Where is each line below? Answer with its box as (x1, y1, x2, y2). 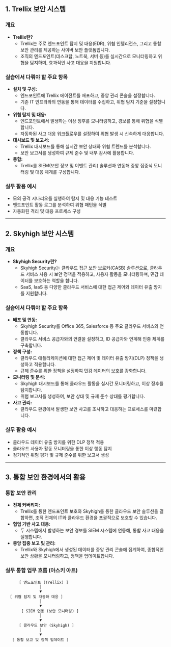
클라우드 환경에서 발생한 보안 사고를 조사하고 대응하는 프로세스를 (20, 406, 149, 412)
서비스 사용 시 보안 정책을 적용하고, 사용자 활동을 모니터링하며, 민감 (25, 271, 159, 277)
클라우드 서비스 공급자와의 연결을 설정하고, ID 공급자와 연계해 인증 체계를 (20, 336, 165, 342)
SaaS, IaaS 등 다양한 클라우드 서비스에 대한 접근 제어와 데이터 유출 (20, 283, 153, 290)
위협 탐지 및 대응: (12, 111, 47, 117)
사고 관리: (12, 400, 32, 406)
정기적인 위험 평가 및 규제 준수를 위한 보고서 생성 (12, 452, 109, 458)
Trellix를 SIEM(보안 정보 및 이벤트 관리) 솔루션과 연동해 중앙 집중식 (20, 162, 153, 168)
